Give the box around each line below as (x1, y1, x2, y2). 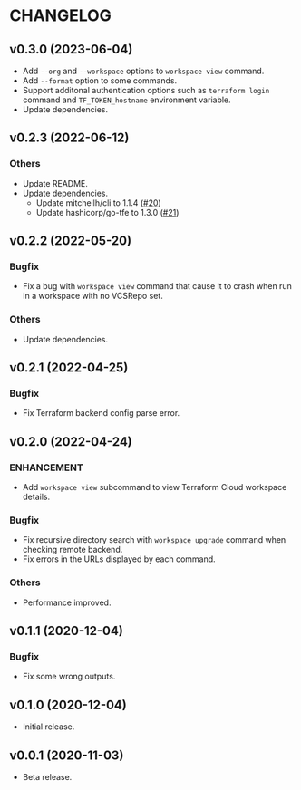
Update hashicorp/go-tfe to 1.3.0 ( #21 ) (35, 207, 180, 217)
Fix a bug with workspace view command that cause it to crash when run (22, 281, 292, 292)
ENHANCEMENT (9, 461, 83, 474)
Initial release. (22, 721, 75, 732)
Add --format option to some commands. (22, 75, 178, 86)
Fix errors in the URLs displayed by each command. (22, 554, 216, 564)
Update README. (22, 178, 89, 188)
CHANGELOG (9, 5, 112, 26)
